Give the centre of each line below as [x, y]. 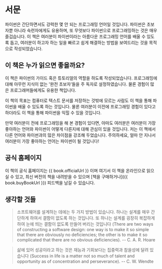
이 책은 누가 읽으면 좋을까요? [45, 65]
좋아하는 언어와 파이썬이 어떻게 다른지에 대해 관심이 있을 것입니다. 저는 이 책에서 [81, 129]
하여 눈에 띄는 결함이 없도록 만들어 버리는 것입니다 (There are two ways [85, 224]
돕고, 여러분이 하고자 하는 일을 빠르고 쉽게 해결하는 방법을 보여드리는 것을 [79, 42]
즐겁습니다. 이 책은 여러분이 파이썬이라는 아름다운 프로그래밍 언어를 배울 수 [75, 36]
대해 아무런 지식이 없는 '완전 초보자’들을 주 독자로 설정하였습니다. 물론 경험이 [77, 84]
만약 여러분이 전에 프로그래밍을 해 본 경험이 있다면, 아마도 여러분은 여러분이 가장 [81, 123]
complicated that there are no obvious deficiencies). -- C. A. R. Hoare [86, 240]
